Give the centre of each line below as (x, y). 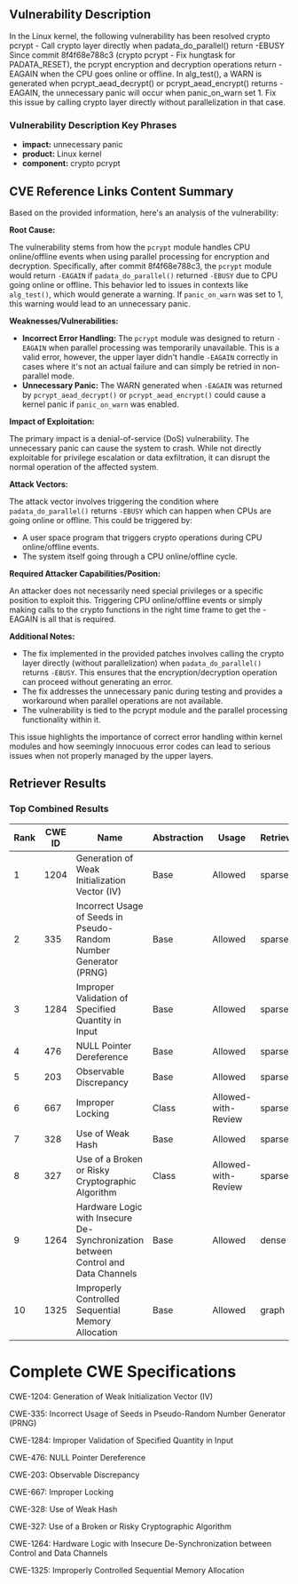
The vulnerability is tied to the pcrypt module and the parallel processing (155, 710)
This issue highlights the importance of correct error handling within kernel (146, 736)
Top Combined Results (59, 809)
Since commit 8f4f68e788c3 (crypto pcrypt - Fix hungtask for (122, 55)
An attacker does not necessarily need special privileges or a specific (137, 591)
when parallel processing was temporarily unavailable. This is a (164, 347)
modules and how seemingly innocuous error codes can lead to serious (140, 746)
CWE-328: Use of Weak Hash (63, 1508)
